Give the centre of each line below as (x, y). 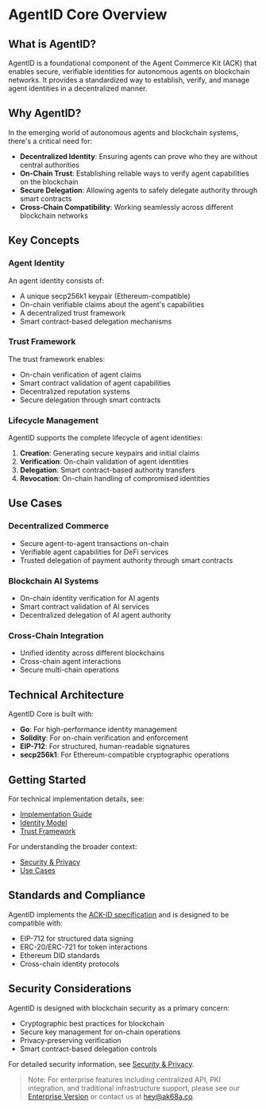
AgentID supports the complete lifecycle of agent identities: (106, 438)
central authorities (49, 165)
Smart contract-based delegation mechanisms (96, 321)
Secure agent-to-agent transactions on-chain (94, 543)
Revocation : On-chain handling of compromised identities (115, 479)
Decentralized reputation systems (75, 391)
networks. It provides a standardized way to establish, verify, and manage (129, 80)
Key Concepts (44, 240)
